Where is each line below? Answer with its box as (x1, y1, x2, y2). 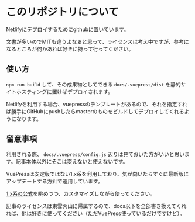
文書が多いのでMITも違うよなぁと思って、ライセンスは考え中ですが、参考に (6, 38, 189, 45)
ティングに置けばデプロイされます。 (26, 88, 113, 95)
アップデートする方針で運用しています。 (6, 178, 104, 185)
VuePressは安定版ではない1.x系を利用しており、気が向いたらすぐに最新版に (6, 170, 189, 177)
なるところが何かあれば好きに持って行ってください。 (6, 45, 134, 53)
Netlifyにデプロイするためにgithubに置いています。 (6, 26, 129, 33)
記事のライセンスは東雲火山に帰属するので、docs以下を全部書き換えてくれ (6, 202, 187, 209)
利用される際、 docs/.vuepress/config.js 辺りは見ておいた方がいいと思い (6, 150, 185, 158)
